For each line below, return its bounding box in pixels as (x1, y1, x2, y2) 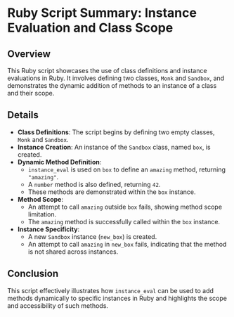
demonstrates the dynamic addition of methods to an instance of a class (7, 82, 217, 89)
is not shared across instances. (27, 247, 119, 256)
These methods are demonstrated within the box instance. (27, 188, 196, 196)
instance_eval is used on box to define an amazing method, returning (27, 165, 226, 174)
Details (7, 109, 39, 121)
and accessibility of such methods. (7, 301, 109, 310)
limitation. (27, 209, 57, 219)
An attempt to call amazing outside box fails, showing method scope (27, 202, 223, 211)
